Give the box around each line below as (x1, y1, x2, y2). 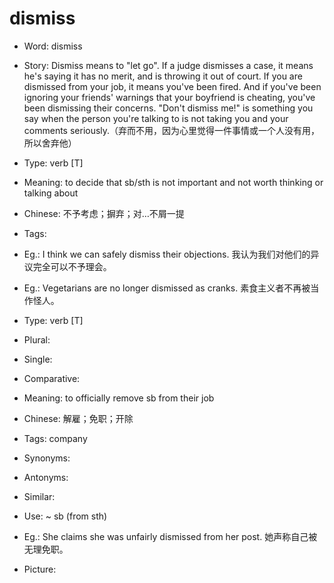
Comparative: (23, 372, 81, 384)
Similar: (23, 490, 56, 502)
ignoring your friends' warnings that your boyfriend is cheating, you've (23, 91, 316, 103)
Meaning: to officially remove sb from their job (23, 392, 215, 404)
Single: (23, 353, 53, 365)
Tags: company (23, 432, 88, 444)
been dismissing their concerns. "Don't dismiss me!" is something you (23, 102, 314, 114)
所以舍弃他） (23, 137, 77, 149)
